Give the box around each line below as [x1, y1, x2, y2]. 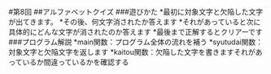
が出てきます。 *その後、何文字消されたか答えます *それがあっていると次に [8, 17, 261, 27]
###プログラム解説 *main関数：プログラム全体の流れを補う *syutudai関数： [8, 37, 263, 47]
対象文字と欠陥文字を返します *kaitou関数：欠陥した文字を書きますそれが [8, 47, 256, 56]
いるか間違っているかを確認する [22, 57, 129, 67]
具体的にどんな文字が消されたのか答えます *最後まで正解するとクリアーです [8, 27, 263, 36]
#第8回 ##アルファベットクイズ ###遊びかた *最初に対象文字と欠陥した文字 [8, 7, 264, 16]
